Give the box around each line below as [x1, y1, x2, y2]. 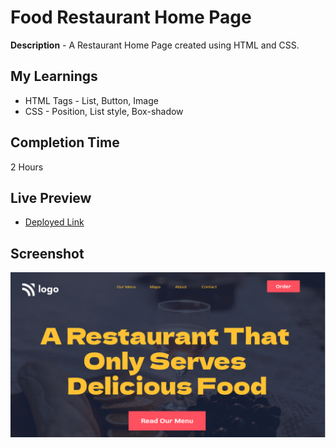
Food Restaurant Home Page [10, 6, 252, 29]
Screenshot [10, 245, 85, 262]
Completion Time [10, 134, 120, 151]
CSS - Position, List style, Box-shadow [24, 105, 184, 117]
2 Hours [10, 161, 44, 173]
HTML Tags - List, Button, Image [24, 94, 159, 106]
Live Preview [10, 189, 92, 206]
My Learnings [10, 68, 98, 85]
